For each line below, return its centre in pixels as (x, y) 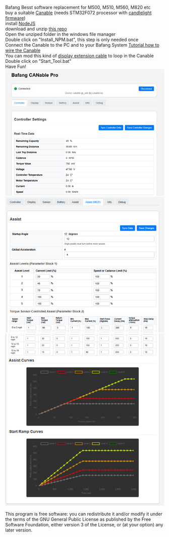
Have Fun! (16, 66)
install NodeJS (20, 23)
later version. (19, 530)
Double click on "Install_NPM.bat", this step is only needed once (72, 40)
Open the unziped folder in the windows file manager (61, 34)
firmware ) (15, 18)
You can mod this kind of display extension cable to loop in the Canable (79, 56)
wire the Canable (23, 50)
